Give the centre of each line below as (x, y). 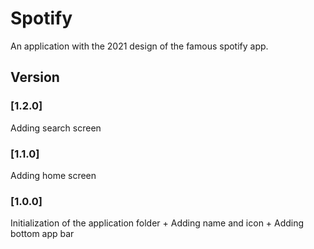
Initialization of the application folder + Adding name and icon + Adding (157, 223)
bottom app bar (42, 234)
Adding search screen (56, 128)
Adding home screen (53, 175)
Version (35, 77)
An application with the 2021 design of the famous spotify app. (139, 46)
